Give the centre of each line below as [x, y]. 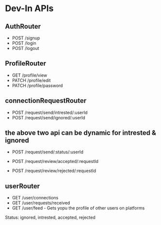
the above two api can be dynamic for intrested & [81, 133]
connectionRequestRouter [46, 101]
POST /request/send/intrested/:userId [50, 112]
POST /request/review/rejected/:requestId [54, 171]
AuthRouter [23, 26]
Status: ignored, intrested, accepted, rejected [50, 217]
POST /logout [26, 48]
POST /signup [26, 38]
